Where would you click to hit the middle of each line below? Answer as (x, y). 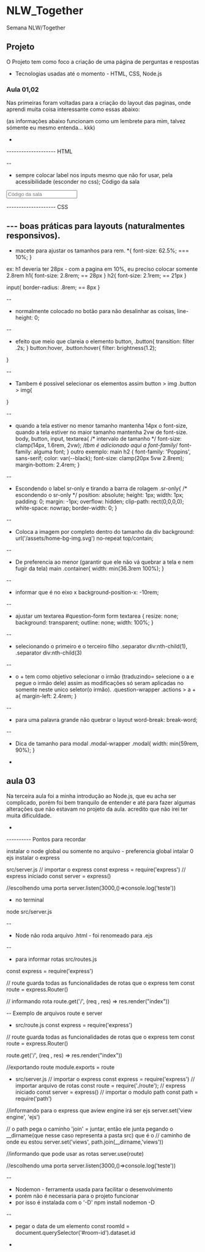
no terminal (29, 900)
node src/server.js (29, 911)
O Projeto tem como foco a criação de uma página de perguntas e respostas (103, 61)
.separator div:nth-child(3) (49, 653)
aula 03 (21, 781)
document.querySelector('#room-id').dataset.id (75, 1232)
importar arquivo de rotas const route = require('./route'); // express (100, 1085)
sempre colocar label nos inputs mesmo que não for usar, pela (94, 175)
